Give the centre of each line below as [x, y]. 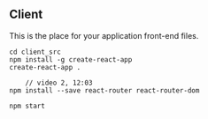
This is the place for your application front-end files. [104, 35]
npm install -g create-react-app [71, 59]
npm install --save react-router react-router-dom [104, 90]
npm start [27, 106]
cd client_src [35, 52]
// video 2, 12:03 [59, 83]
